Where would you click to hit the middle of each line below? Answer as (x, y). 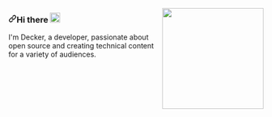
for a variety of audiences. (53, 54)
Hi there (32, 19)
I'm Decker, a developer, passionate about (79, 37)
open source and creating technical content (81, 46)
